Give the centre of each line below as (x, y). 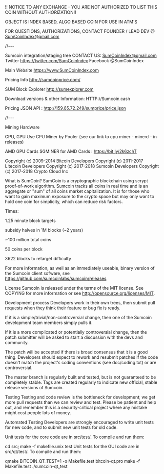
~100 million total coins (28, 239)
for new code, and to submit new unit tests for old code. (61, 427)
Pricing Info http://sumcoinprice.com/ (43, 80)
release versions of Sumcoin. (34, 387)
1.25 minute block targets (31, 221)
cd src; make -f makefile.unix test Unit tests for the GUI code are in (72, 446)
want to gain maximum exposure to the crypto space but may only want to (80, 196)
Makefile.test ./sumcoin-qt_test (36, 466)
